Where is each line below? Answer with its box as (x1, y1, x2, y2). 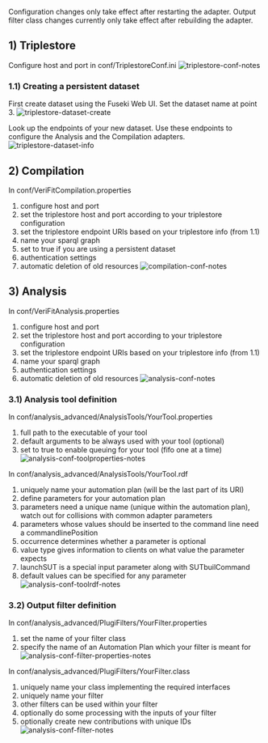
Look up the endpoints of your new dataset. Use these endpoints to (8, 123, 232, 133)
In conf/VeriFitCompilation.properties (8, 185, 132, 195)
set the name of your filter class (19, 634, 127, 643)
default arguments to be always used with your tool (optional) (19, 436, 224, 446)
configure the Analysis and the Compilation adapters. (8, 132, 186, 142)
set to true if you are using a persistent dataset (19, 244, 176, 253)
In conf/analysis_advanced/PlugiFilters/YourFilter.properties (8, 618, 207, 628)
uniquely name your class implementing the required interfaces (19, 682, 231, 692)
